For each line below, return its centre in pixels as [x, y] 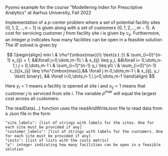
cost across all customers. [32, 99]
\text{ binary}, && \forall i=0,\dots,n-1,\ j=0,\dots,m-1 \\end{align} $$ [85, 76]
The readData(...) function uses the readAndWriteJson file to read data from [84, 108]
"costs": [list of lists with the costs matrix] [57, 140]
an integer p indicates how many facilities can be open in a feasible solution [84, 39]
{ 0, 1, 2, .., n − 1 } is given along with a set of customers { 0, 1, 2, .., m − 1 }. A [80, 28]
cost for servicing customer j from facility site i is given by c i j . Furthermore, [83, 34]
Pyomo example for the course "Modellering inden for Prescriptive [74, 7]
